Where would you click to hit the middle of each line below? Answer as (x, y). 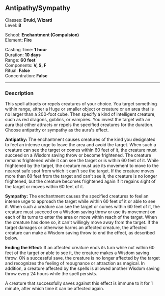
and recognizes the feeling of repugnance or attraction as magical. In (75, 263)
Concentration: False (26, 75)
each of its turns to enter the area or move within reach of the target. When (81, 217)
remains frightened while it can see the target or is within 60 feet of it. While (82, 161)
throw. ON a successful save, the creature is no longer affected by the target (82, 258)
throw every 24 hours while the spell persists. (51, 274)
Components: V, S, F (26, 65)
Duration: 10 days (23, 55)
